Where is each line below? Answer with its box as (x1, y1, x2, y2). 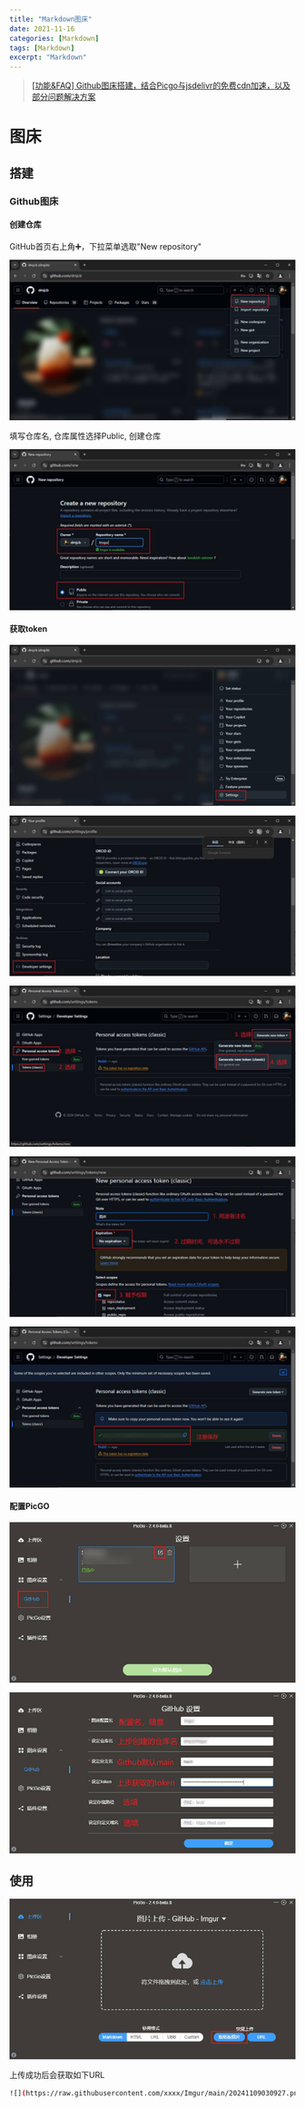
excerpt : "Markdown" (9, 53, 88, 63)
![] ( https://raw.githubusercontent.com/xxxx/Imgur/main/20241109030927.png (9, 2089, 302, 2098)
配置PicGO (9, 1501, 50, 1512)
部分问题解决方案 (31, 92, 96, 103)
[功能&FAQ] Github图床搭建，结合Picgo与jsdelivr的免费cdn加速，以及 (31, 80, 290, 91)
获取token (9, 623, 48, 634)
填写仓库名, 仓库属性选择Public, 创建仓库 (9, 431, 162, 442)
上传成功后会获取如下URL (9, 2070, 105, 2081)
